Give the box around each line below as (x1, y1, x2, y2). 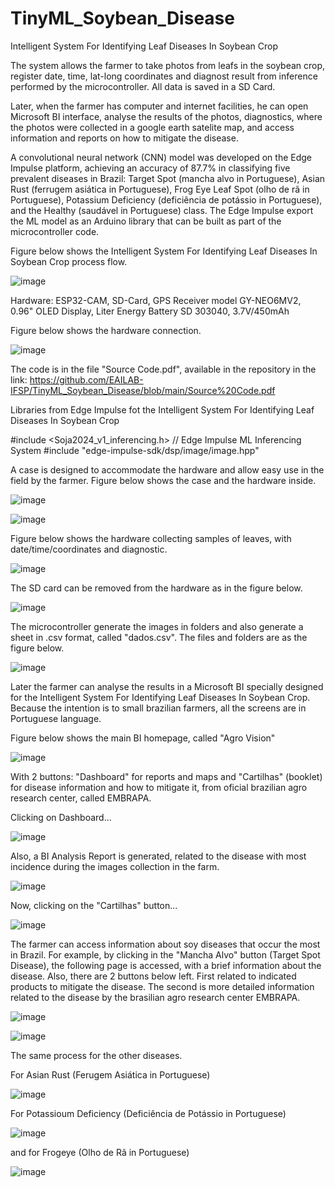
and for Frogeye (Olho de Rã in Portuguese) (10, 1146, 190, 1158)
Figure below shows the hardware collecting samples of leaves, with (10, 532, 292, 544)
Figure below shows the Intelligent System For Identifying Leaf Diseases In (10, 245, 318, 257)
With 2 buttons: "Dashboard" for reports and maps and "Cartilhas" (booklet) (10, 770, 323, 782)
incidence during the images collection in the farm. (10, 860, 220, 872)
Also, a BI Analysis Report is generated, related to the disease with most (10, 850, 307, 862)
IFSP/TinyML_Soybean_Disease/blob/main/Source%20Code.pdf (10, 384, 276, 396)
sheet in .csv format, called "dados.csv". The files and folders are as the (10, 631, 308, 643)
